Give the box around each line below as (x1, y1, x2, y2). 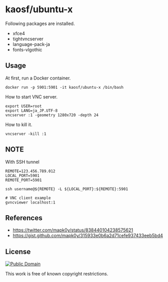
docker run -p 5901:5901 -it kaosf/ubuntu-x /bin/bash (5, 85, 124, 90)
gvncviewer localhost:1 (5, 200, 56, 205)
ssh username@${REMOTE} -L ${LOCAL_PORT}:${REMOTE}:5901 (5, 186, 128, 192)
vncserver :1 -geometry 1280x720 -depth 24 (5, 112, 99, 118)
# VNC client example (5, 195, 51, 200)
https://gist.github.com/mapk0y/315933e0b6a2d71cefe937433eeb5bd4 (12, 233, 163, 239)
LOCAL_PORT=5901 (5, 173, 40, 178)
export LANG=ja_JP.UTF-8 (5, 108, 58, 113)
